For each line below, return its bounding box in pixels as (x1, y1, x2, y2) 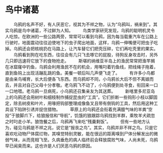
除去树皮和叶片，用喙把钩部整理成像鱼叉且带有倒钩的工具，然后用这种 (13, 100, 154, 106)
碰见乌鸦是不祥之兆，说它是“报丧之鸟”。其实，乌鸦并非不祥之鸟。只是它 (13, 124, 158, 130)
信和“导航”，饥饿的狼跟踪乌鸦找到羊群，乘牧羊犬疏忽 (49, 112, 155, 118)
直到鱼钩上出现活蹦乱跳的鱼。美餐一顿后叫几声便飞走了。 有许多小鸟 (5, 70, 151, 76)
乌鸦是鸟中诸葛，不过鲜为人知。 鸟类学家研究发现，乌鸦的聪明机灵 (9, 27, 151, 33)
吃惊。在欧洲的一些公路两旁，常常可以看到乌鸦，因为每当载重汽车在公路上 (9, 34, 158, 39)
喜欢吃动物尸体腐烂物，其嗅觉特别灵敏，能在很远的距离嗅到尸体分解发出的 (5, 131, 154, 136)
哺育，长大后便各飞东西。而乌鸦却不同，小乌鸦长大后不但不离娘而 (21, 76, 154, 82)
